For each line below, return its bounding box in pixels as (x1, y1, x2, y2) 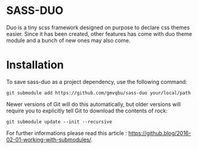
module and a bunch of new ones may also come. (6, 36, 131, 44)
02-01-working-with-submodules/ (6, 136, 91, 143)
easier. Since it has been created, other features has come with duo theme (6, 30, 193, 37)
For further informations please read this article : (6, 129, 127, 137)
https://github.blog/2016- (128, 129, 191, 137)
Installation (6, 58, 64, 72)
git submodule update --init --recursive (6, 119, 113, 125)
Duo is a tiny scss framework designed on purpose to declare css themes (6, 24, 190, 31)
